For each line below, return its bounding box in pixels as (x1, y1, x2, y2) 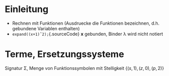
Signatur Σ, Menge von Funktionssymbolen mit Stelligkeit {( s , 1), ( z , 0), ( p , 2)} (5, 65, 164, 71)
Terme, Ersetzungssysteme (5, 49, 124, 60)
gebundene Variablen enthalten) (12, 25, 80, 31)
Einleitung (5, 4, 49, 15)
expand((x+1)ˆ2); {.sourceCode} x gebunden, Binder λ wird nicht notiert (12, 31, 163, 37)
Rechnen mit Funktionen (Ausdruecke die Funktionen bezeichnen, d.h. (12, 20, 160, 26)
